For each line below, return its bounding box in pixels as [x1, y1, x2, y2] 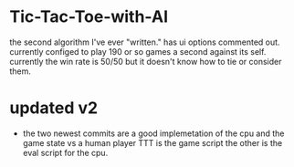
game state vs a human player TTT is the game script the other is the [22, 137, 283, 148]
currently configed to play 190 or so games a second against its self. [9, 46, 267, 57]
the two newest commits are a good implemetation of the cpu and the [22, 128, 285, 139]
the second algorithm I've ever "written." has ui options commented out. [9, 37, 280, 47]
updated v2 [9, 98, 99, 119]
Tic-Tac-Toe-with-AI [9, 6, 169, 27]
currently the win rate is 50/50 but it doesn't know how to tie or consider [9, 56, 282, 67]
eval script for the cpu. [22, 147, 109, 158]
